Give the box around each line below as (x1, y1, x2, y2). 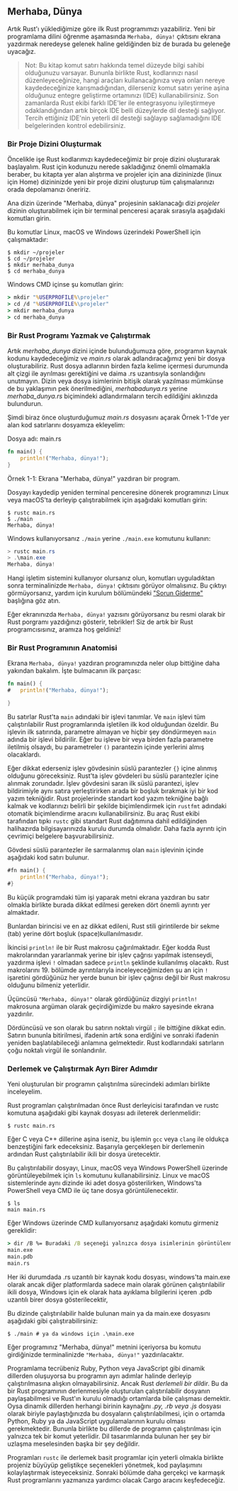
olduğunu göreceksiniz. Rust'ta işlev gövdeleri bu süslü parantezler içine (7, 771, 219, 780)
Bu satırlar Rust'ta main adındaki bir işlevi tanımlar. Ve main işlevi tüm (7, 713, 206, 721)
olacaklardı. (7, 750, 41, 759)
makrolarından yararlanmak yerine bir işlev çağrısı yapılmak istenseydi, (7, 950, 214, 959)
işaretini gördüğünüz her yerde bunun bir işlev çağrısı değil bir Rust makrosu (7, 973, 230, 981)
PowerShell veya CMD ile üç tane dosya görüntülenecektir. (7, 1187, 178, 1194)
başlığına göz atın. (7, 596, 61, 605)
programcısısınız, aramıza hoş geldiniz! (7, 625, 121, 634)
